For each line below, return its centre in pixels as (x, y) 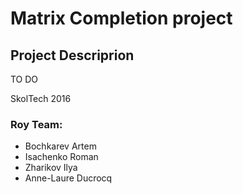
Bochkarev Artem (60, 146)
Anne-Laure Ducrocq (68, 178)
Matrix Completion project (121, 18)
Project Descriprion (72, 55)
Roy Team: (36, 124)
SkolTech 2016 (41, 98)
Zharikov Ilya (51, 168)
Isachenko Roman (61, 157)
